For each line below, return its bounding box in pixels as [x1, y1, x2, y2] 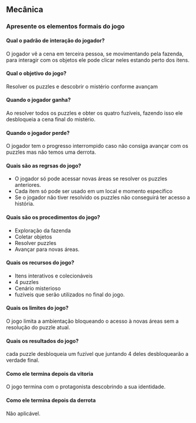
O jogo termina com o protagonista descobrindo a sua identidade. [6, 383, 166, 391]
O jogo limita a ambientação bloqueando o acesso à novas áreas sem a [6, 318, 179, 325]
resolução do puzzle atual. [6, 323, 71, 331]
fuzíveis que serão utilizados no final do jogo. [14, 291, 125, 298]
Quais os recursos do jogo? [6, 259, 75, 266]
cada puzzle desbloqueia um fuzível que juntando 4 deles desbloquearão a [6, 351, 188, 358]
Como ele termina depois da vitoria [6, 370, 94, 377]
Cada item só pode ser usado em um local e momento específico [14, 188, 172, 195]
